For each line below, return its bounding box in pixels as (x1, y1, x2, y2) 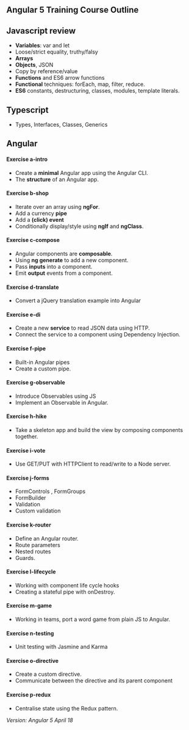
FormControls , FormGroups (15, 487, 86, 495)
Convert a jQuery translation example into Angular (15, 297, 141, 304)
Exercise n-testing (6, 629, 54, 637)
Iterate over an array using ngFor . (15, 203, 100, 210)
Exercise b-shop (6, 190, 49, 197)
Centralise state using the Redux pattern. (15, 704, 118, 712)
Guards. (15, 554, 35, 561)
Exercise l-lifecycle (6, 568, 56, 575)
